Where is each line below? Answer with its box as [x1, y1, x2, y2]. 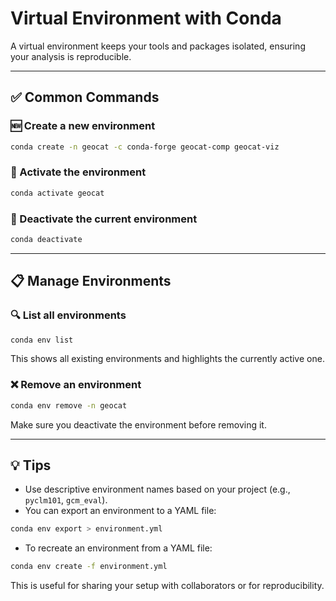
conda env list [10, 335, 74, 345]
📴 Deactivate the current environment [10, 212, 198, 226]
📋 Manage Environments [10, 273, 172, 290]
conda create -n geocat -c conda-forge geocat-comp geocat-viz [10, 142, 280, 152]
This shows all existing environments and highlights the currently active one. [10, 353, 325, 365]
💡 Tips [10, 457, 52, 474]
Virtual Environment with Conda [10, 7, 282, 30]
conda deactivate [10, 234, 83, 244]
